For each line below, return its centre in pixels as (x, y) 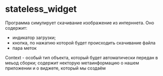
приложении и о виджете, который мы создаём (56, 68)
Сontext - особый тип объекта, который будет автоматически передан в (81, 57)
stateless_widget (41, 9)
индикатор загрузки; (34, 38)
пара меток (24, 48)
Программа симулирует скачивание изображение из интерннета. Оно (80, 23)
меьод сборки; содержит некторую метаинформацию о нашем (72, 63)
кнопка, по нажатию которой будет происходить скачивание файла (84, 42)
